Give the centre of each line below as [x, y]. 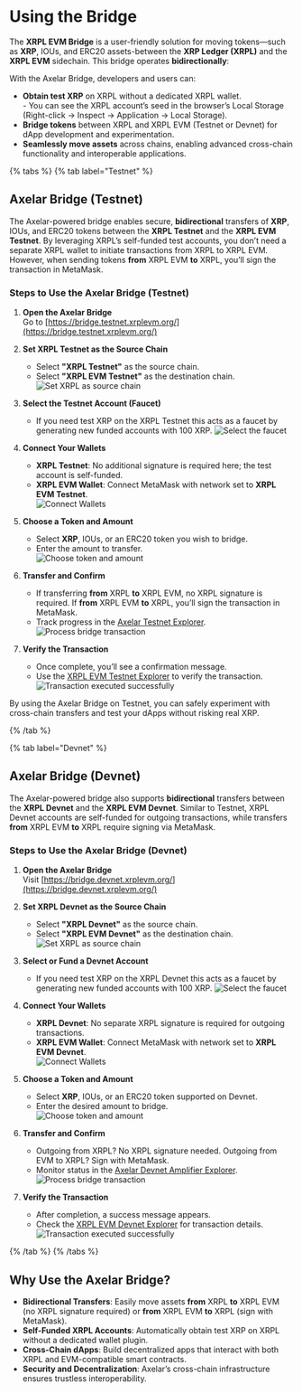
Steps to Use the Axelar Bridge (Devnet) [98, 850]
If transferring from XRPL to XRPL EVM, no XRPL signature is [149, 593]
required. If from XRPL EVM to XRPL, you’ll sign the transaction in [158, 603]
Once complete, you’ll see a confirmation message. [131, 667]
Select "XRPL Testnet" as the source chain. [118, 367]
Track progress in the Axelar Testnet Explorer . [121, 622]
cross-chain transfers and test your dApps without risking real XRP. [134, 713]
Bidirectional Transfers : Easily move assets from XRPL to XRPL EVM [151, 1301]
